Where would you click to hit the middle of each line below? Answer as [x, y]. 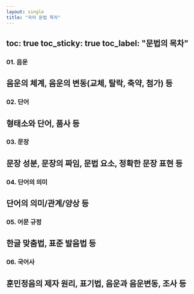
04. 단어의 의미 [27, 182]
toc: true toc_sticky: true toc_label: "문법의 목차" [97, 43]
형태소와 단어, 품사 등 [43, 123]
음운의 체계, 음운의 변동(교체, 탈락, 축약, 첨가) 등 [89, 83]
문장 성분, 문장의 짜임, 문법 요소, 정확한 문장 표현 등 [95, 163]
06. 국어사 [20, 262]
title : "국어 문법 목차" [34, 17]
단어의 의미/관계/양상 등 [47, 203]
